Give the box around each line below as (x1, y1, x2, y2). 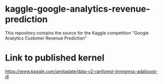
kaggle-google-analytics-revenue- (5, 3, 150, 15)
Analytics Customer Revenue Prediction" (5, 35, 87, 41)
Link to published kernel (5, 52, 105, 63)
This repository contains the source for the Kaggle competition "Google (5, 30, 149, 36)
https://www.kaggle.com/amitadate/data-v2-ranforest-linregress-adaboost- (5, 68, 158, 74)
